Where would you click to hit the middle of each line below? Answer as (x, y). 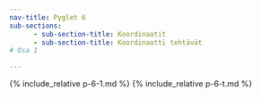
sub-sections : (36, 26)
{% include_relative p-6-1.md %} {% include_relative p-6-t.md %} (131, 84)
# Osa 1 (24, 51)
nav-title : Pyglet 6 (48, 17)
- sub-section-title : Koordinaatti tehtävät (117, 42)
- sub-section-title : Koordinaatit (100, 34)
